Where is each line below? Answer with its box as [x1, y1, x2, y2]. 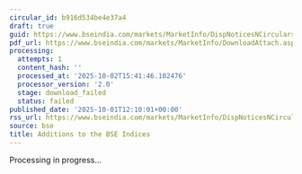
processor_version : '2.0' [17, 80, 115, 89]
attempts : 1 [17, 55, 63, 64]
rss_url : [9, 113, 42, 122]
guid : [9, 30, 30, 39]
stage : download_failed [17, 88, 106, 97]
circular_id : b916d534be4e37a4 [9, 13, 127, 22]
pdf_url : [9, 38, 42, 48]
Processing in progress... [9, 154, 102, 165]
